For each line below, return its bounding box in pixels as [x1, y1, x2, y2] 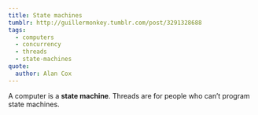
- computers [15, 33, 55, 41]
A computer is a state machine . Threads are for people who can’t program [8, 91, 250, 100]
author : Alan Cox [15, 70, 72, 77]
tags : [8, 26, 26, 34]
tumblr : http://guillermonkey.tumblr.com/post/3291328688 [8, 19, 202, 27]
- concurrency [15, 41, 61, 49]
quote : [8, 63, 30, 70]
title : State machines [8, 11, 83, 20]
